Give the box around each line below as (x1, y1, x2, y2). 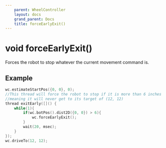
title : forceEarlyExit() (14, 21, 66, 26)
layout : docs (14, 12, 41, 17)
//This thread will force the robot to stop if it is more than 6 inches (5, 91, 162, 96)
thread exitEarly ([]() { (5, 101, 57, 106)
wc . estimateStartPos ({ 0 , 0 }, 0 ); (5, 87, 75, 92)
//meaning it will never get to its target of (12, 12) (5, 96, 124, 101)
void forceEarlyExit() (5, 43, 93, 54)
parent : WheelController (14, 7, 66, 12)
